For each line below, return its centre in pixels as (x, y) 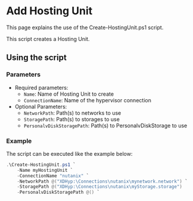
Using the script (36, 58)
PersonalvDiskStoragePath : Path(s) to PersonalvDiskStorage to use (105, 125)
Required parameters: (41, 87)
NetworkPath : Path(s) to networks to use (72, 113)
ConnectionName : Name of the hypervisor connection (88, 100)
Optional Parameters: (41, 106)
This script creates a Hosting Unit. (48, 39)
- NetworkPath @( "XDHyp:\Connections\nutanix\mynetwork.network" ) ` (102, 181)
